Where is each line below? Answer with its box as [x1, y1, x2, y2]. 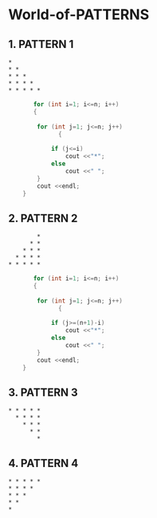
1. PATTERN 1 [8, 38, 74, 51]
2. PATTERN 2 [8, 212, 78, 225]
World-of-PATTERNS [8, 6, 150, 24]
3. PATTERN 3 [8, 386, 78, 399]
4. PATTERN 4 [8, 457, 79, 470]
